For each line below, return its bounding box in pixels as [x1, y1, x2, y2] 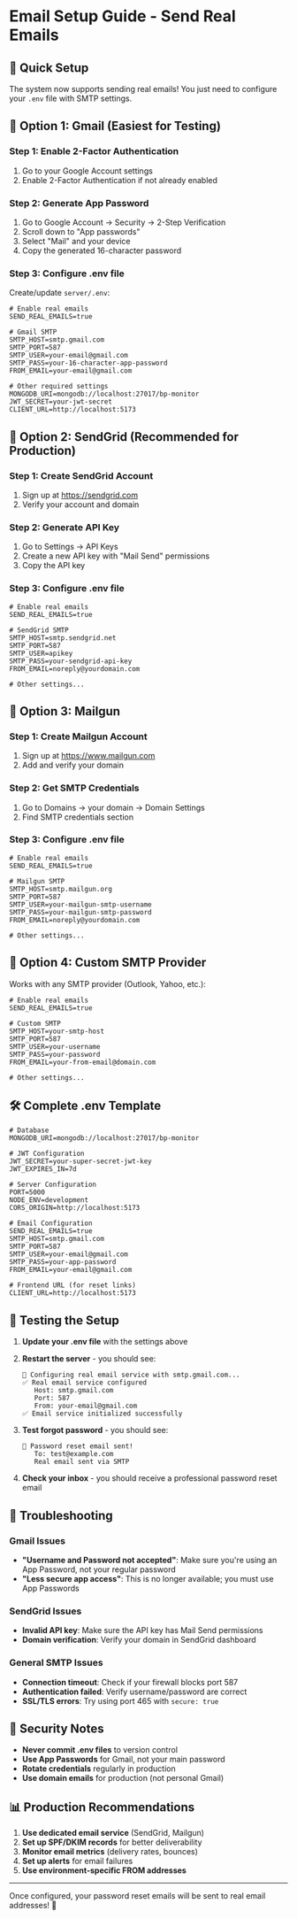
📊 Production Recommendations [9, 1800, 195, 1815]
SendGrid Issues [9, 1605, 82, 1617]
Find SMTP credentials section [21, 812, 134, 822]
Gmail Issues [9, 1534, 66, 1546]
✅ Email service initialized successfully [21, 1409, 183, 1418]
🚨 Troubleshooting [9, 1507, 113, 1523]
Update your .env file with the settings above [21, 1337, 188, 1347]
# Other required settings [9, 382, 109, 391]
